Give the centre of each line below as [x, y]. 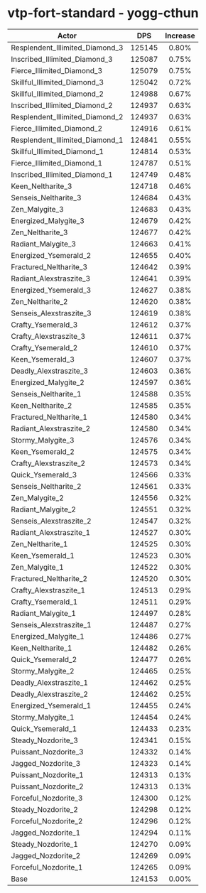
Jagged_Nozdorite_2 [46, 855]
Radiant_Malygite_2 [44, 509]
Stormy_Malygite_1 [43, 717]
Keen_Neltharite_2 [42, 405]
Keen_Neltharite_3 [42, 186]
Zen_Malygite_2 [37, 497]
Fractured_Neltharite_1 [49, 417]
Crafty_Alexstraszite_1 [48, 590]
